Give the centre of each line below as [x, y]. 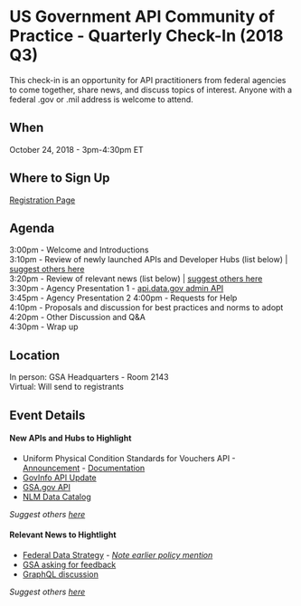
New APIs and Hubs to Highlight [71, 438]
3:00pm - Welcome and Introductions [79, 250]
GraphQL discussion [61, 574]
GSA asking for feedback [69, 564]
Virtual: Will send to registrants [67, 387]
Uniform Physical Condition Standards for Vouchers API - [129, 458]
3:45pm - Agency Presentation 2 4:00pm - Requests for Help [123, 298]
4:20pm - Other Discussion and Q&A [78, 317]
